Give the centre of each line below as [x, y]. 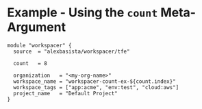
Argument [37, 27]
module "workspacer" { [39, 45]
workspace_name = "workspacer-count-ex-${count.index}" [94, 81]
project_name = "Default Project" [65, 93]
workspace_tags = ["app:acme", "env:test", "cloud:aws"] [96, 87]
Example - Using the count [83, 13]
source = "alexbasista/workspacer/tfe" [72, 51]
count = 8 [30, 63]
